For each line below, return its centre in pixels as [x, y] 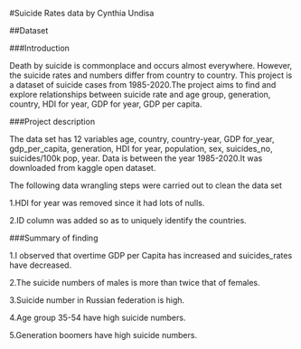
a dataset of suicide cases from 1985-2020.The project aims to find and [143, 85]
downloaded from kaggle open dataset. [83, 168]
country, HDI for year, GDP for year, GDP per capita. [106, 104]
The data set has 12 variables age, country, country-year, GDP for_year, [142, 139]
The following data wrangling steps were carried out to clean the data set [146, 185]
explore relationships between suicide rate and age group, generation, [140, 94]
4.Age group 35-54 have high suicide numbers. [98, 317]
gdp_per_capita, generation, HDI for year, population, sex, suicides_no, [141, 149]
